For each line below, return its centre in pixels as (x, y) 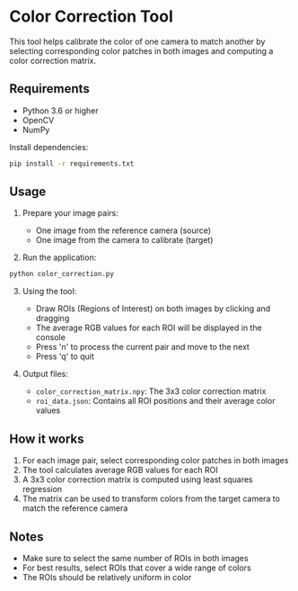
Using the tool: (49, 291)
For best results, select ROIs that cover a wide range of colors (136, 568)
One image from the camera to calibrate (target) (124, 240)
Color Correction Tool (91, 17)
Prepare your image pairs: (70, 213)
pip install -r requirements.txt (72, 164)
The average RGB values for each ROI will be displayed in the (149, 328)
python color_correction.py (62, 274)
